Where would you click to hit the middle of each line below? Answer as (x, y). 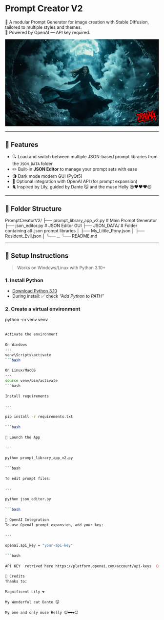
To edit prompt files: (28, 478)
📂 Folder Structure (33, 209)
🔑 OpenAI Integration (27, 520)
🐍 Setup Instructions (37, 256)
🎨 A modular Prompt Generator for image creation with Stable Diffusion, (77, 22)
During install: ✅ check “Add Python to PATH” (58, 296)
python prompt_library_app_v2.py (39, 458)
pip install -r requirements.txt (39, 417)
